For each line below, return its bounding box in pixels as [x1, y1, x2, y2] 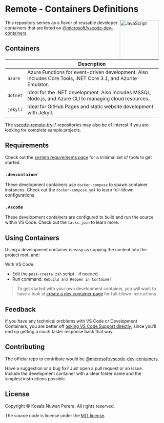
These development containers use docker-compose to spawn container [5, 182, 148, 187]
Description [78, 60, 106, 67]
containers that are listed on [5, 25, 61, 30]
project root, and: [5, 252, 40, 258]
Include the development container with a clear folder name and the [5, 370, 142, 376]
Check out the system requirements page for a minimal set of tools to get [5, 154, 152, 160]
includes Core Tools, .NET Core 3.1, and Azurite [27, 75, 137, 81]
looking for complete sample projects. [5, 127, 82, 133]
